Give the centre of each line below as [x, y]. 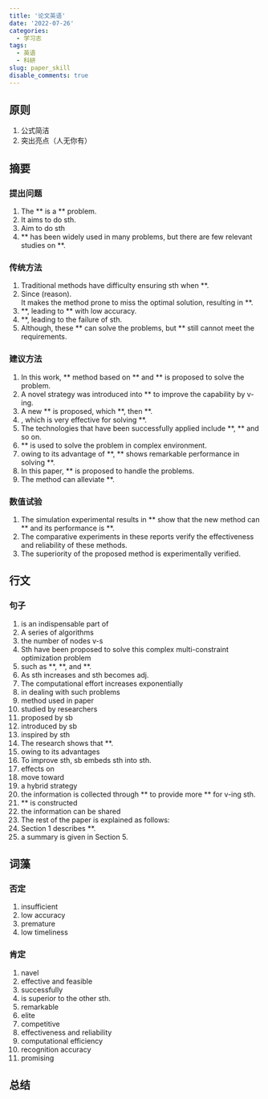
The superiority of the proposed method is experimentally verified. [131, 554]
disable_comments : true [49, 75]
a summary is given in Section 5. [74, 837]
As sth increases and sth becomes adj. [85, 675]
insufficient [39, 906]
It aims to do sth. [49, 220]
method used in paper [57, 700]
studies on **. [43, 245]
